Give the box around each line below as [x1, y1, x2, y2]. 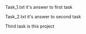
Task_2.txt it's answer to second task [5, 14, 81, 19]
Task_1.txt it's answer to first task [5, 4, 73, 10]
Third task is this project [5, 23, 55, 29]
